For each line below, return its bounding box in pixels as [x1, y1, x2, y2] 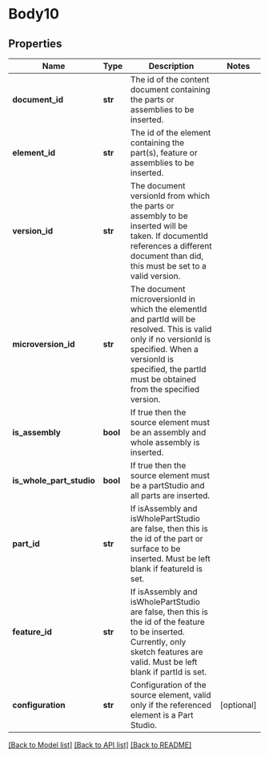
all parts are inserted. [130, 490, 211, 501]
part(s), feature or [130, 148, 198, 158]
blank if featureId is [130, 563, 203, 574]
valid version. [130, 270, 181, 281]
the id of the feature [130, 617, 206, 627]
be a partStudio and [130, 480, 206, 491]
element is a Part [130, 710, 194, 720]
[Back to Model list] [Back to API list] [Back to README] [8, 740, 192, 750]
